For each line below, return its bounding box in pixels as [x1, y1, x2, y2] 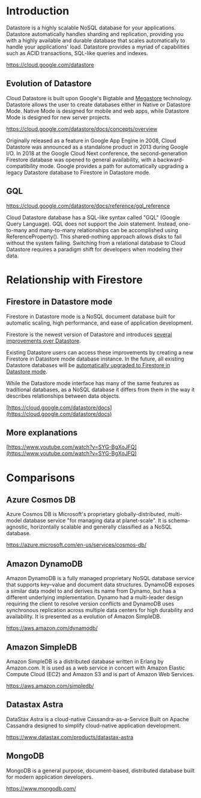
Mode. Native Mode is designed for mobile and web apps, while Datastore [6, 107, 190, 115]
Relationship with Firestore [6, 273, 143, 286]
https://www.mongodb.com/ [6, 785, 76, 792]
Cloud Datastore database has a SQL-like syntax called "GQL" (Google [6, 214, 180, 221]
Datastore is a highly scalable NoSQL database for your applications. [6, 24, 176, 31]
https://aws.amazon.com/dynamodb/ [6, 625, 98, 632]
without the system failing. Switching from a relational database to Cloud [6, 239, 186, 247]
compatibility [6, 162, 38, 169]
